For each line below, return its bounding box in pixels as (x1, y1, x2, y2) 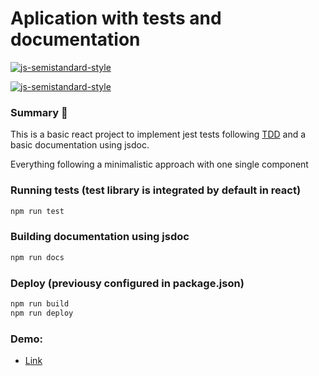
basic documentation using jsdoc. (10, 139, 150, 151)
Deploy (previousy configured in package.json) (10, 276, 245, 290)
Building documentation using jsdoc (10, 230, 190, 244)
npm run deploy (10, 308, 74, 318)
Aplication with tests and (10, 7, 222, 30)
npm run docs (10, 252, 65, 262)
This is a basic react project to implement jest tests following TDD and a (10, 128, 307, 141)
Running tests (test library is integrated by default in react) (10, 183, 302, 197)
